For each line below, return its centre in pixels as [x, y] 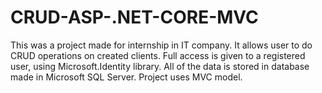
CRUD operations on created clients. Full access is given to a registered [158, 55]
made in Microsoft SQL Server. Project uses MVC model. [126, 77]
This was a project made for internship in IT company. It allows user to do [161, 45]
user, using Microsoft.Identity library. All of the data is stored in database [160, 66]
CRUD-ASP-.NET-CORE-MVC [134, 17]
